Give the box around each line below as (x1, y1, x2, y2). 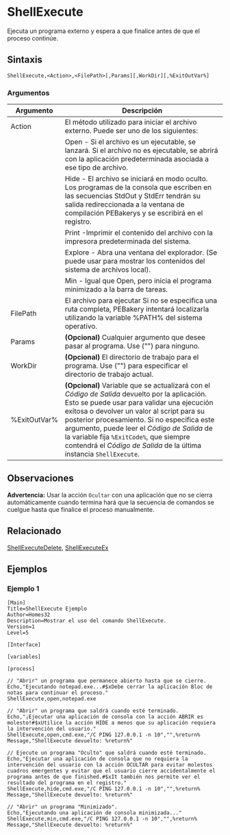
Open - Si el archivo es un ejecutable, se (64, 137, 196, 147)
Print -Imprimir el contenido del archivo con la (64, 228, 214, 237)
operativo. (64, 322, 98, 331)
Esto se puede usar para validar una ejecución (64, 398, 214, 408)
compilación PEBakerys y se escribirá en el (64, 209, 203, 218)
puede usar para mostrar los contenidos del (64, 257, 205, 266)
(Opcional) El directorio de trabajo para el (64, 353, 199, 362)
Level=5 (7, 629, 29, 637)
